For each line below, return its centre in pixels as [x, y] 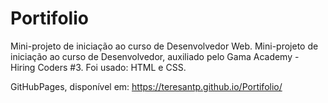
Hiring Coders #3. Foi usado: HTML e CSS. [98, 67]
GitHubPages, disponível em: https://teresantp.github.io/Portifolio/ [146, 86]
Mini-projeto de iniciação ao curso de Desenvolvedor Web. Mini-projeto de [164, 46]
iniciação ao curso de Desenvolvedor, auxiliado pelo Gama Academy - [155, 56]
